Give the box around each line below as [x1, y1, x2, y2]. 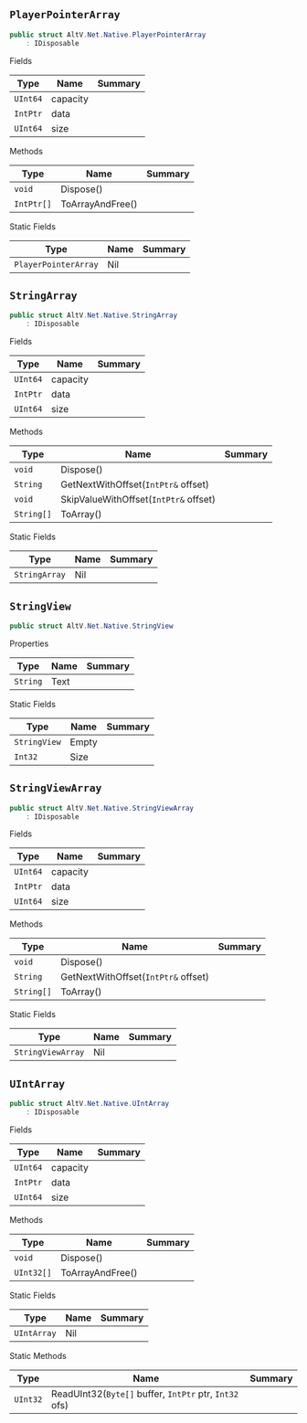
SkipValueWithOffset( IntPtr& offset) [60, 494, 217, 506]
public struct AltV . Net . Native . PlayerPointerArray [9, 30, 206, 39]
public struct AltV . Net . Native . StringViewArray [9, 803, 195, 812]
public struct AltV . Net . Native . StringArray [9, 311, 178, 320]
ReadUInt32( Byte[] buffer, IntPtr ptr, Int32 [51, 1387, 239, 1400]
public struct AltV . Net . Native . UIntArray [9, 1099, 170, 1109]
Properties [9, 638, 49, 649]
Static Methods [9, 1350, 67, 1361]
